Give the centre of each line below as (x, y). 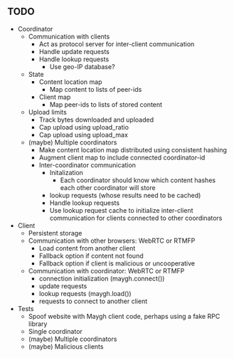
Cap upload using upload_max (83, 135)
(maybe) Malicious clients (66, 346)
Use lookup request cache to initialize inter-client (121, 210)
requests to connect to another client (93, 301)
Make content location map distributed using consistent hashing (133, 149)
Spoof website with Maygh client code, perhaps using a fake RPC (124, 316)
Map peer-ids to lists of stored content (106, 104)
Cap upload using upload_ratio (84, 127)
